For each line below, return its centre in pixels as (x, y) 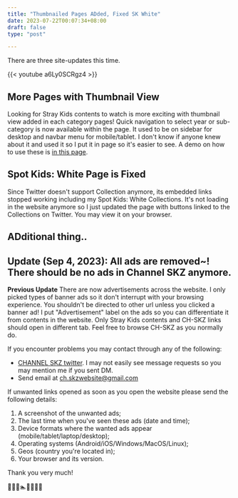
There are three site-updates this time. (64, 61)
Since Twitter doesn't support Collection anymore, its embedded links (110, 191)
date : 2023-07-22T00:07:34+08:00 (57, 21)
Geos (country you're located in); (66, 452)
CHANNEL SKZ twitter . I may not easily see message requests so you (119, 363)
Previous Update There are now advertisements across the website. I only (117, 289)
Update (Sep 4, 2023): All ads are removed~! (109, 261)
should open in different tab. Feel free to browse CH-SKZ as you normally (115, 328)
